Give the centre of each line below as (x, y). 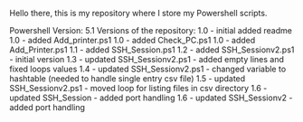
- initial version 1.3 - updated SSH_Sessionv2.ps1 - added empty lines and (147, 59)
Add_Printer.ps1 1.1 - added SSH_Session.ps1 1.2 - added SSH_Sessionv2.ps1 (152, 50)
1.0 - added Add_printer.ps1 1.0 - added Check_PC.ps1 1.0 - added (133, 40)
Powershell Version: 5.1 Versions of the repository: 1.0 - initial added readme (151, 30)
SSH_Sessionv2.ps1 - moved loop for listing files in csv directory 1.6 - (138, 88)
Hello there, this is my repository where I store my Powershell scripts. (138, 13)
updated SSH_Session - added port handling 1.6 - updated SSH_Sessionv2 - (151, 98)
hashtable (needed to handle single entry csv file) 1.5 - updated (128, 79)
